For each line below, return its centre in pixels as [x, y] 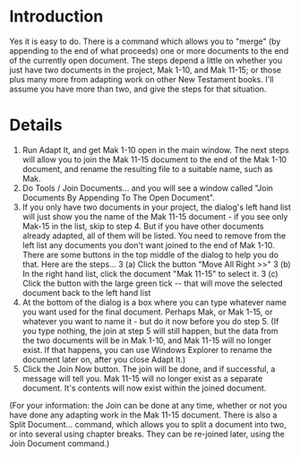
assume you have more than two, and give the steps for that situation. [138, 89]
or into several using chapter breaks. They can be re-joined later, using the [147, 434]
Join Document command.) [60, 443]
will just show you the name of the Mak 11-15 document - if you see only [155, 216]
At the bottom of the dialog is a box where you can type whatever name [154, 302]
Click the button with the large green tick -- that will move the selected [153, 283]
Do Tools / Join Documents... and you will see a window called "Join [147, 188]
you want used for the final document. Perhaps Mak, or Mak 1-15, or [147, 312]
